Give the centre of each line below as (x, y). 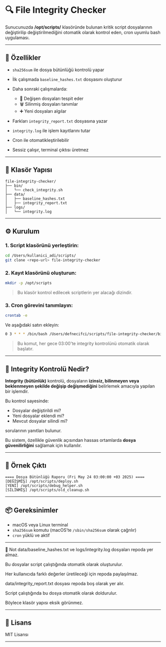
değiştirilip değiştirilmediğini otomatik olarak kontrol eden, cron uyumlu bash (83, 32)
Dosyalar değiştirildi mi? (37, 411)
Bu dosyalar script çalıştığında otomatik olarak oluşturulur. (64, 564)
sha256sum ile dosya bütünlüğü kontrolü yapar (58, 70)
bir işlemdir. (17, 391)
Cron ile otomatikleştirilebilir (41, 140)
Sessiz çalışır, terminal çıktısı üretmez (50, 150)
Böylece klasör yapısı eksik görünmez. (44, 603)
